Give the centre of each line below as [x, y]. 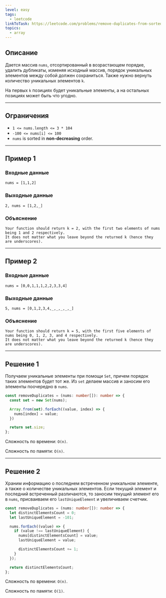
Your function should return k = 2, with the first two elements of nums [83, 228]
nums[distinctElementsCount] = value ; [58, 536]
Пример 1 [21, 159]
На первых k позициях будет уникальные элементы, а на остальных [77, 90]
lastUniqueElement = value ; [47, 540]
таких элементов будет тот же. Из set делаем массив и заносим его [78, 381]
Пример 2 [21, 261]
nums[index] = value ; [36, 414]
